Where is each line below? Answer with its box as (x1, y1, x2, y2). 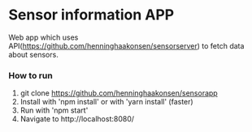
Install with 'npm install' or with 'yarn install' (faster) (20, 97, 193, 107)
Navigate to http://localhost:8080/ (20, 114, 135, 124)
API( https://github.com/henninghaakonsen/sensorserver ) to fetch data (8, 40, 245, 50)
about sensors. (8, 49, 59, 59)
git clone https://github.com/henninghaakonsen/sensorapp (20, 88, 218, 98)
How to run (8, 70, 53, 81)
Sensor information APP (8, 6, 175, 24)
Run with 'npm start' (20, 105, 89, 115)
